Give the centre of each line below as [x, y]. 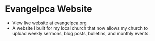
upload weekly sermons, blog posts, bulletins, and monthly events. [81, 33]
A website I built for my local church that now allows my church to [80, 28]
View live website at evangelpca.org [49, 23]
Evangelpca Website [48, 9]
